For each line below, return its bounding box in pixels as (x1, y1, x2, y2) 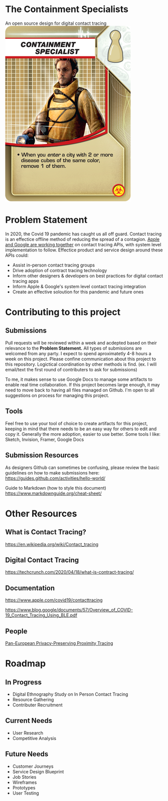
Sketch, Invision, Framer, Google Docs (5, 436, 84, 442)
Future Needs (5, 750, 49, 759)
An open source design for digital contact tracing (5, 20, 107, 26)
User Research (12, 729, 44, 736)
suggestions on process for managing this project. (5, 392, 109, 398)
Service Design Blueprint (12, 768, 64, 774)
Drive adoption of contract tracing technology (12, 267, 107, 273)
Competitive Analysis (12, 735, 57, 741)
